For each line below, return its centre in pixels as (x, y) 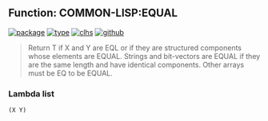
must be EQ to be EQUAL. (70, 73)
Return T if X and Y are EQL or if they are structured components (135, 48)
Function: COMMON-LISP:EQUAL (93, 13)
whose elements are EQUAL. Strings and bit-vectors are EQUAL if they (144, 56)
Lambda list (31, 93)
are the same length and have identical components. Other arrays (136, 64)
